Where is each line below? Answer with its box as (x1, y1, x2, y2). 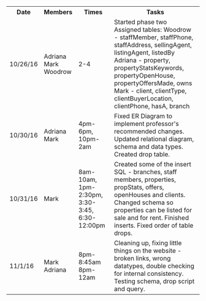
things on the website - (114, 247, 182, 255)
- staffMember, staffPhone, (114, 33, 194, 42)
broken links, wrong (114, 254, 171, 262)
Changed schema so (114, 198, 174, 207)
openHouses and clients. (114, 191, 186, 199)
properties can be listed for (114, 206, 193, 214)
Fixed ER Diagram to (114, 112, 173, 120)
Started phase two (114, 18, 167, 26)
